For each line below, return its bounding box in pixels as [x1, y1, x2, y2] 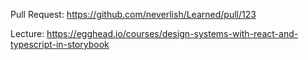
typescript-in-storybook [10, 39, 110, 50]
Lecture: [10, 28, 45, 39]
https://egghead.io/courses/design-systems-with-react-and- [46, 28, 299, 39]
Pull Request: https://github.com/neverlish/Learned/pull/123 [10, 9, 257, 20]
